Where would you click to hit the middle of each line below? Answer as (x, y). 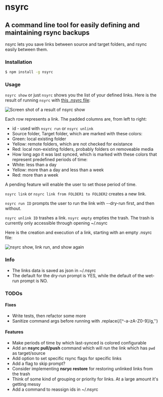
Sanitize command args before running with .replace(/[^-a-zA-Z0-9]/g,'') (85, 321)
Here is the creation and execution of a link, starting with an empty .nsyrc (79, 233)
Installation (19, 62)
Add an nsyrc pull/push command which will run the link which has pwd (84, 348)
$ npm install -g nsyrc (29, 72)
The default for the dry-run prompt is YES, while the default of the (78, 275)
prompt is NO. (34, 281)
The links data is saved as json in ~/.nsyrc (54, 270)
